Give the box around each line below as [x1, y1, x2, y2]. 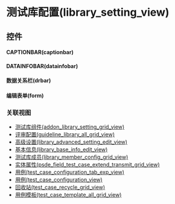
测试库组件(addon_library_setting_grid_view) [14, 123, 125, 130]
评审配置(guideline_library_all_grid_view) [14, 131, 115, 138]
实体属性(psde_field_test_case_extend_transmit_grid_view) [14, 161, 160, 168]
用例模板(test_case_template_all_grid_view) [14, 191, 122, 199]
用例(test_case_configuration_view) [14, 176, 103, 183]
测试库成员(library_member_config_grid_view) [14, 153, 129, 161]
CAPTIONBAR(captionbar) [6, 49, 74, 56]
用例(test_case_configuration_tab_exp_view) [14, 168, 125, 176]
